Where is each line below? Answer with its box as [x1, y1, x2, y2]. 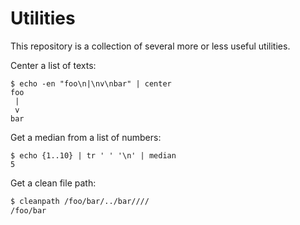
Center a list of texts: [10, 59, 97, 71]
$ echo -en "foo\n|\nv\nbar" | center [10, 78, 172, 89]
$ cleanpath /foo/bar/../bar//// [10, 196, 150, 206]
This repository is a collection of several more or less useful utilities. [10, 40, 291, 52]
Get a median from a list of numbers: [10, 131, 162, 143]
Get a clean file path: [10, 177, 97, 189]
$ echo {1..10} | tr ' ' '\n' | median [10, 150, 177, 161]
